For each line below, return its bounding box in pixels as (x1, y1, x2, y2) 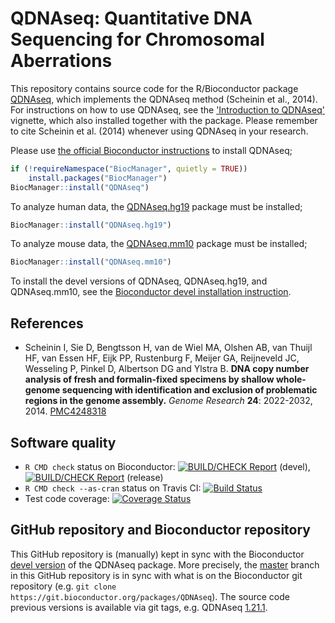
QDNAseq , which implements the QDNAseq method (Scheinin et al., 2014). (10, 93, 318, 105)
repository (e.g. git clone (10, 580, 117, 592)
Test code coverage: (24, 492, 110, 504)
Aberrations (10, 50, 113, 72)
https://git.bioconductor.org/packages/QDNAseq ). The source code (10, 590, 290, 602)
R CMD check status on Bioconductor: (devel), (24, 460, 311, 472)
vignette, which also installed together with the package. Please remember (10, 114, 318, 126)
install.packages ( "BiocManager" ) (28, 173, 168, 183)
